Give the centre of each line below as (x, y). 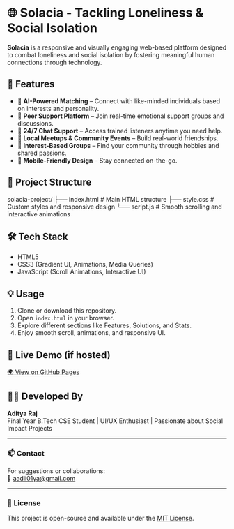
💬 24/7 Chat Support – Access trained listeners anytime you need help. (120, 131)
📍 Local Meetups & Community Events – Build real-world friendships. (118, 138)
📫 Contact (26, 453)
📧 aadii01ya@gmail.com (41, 479)
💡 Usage (26, 293)
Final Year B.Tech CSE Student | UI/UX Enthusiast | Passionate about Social (115, 421)
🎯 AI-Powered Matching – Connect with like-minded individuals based (119, 101)
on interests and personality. (58, 108)
